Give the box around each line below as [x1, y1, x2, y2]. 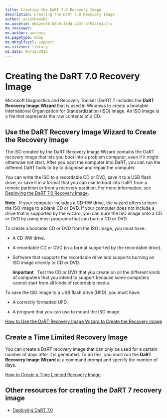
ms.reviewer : [5, 26, 32, 31]
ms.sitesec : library [5, 44, 48, 49]
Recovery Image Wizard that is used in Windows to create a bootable [5, 103, 149, 109]
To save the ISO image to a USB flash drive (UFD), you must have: [5, 289, 141, 295]
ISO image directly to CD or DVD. [12, 260, 80, 266]
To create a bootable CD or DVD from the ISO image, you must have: [5, 225, 146, 232]
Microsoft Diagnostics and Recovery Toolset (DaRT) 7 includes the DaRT [5, 98, 155, 104]
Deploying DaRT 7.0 [12, 407, 53, 413]
